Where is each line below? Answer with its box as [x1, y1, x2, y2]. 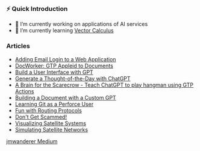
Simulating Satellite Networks [14, 126, 89, 133]
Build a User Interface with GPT [14, 68, 93, 76]
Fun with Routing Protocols [14, 106, 83, 114]
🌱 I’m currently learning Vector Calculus [14, 27, 114, 34]
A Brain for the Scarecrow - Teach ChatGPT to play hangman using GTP [14, 81, 194, 88]
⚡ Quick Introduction [6, 4, 68, 13]
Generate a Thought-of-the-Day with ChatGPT [14, 75, 131, 82]
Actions [14, 87, 34, 94]
